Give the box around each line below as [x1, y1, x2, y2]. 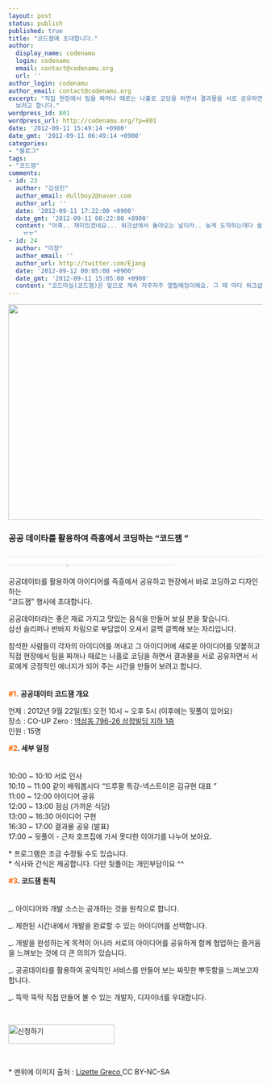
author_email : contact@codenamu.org [8, 86, 131, 95]
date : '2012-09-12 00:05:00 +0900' [15, 267, 135, 275]
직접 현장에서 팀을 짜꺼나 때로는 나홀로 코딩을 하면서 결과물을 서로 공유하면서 [8, 651, 250, 661]
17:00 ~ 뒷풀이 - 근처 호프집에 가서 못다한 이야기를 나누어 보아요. [8, 832, 212, 841]
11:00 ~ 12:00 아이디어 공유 [8, 791, 95, 801]
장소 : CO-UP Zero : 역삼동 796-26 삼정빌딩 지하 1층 [8, 716, 175, 726]
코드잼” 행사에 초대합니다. [11, 597, 93, 607]
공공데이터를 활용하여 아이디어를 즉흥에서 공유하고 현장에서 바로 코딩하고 [8, 577, 237, 586]
